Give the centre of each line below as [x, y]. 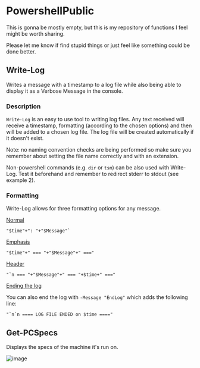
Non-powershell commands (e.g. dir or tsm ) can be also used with [88, 168]
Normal [15, 220]
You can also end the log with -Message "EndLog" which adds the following [97, 297]
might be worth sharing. [35, 33]
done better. [21, 51]
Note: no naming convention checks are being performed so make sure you [99, 150]
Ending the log [24, 286]
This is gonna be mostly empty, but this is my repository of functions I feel [97, 27]
